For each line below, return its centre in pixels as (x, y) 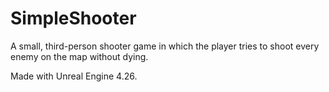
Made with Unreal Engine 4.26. (74, 76)
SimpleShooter (73, 18)
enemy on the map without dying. (79, 56)
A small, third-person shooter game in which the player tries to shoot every (165, 46)
